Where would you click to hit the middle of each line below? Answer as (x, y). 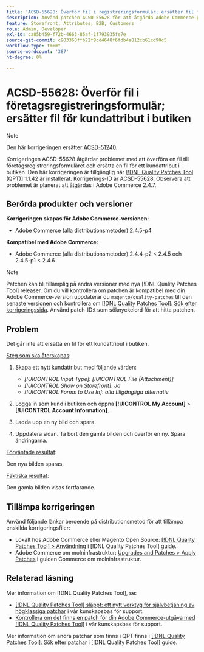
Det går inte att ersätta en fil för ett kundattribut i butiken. (78, 344)
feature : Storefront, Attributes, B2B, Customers (70, 23)
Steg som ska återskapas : (39, 356)
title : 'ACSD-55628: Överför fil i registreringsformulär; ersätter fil (100, 12)
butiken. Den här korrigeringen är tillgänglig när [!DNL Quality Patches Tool (100, 172)
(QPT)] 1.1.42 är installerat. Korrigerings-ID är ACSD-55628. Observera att (98, 178)
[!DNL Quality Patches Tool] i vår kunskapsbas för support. (89, 624)
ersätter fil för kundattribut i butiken (99, 118)
